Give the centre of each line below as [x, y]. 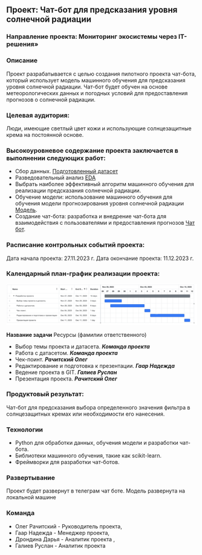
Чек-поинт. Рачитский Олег [51, 359]
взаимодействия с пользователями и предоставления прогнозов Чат [105, 223]
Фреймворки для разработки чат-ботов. [67, 462]
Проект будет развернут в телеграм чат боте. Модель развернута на [96, 491]
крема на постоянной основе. [45, 135]
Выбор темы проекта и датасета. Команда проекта [82, 346]
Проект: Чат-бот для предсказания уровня [92, 10]
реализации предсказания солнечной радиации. [78, 191]
